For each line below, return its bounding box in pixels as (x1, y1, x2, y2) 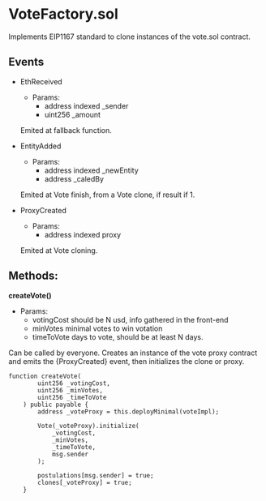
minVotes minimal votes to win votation (32, 323, 163, 333)
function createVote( (8, 372, 82, 380)
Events (8, 55, 45, 69)
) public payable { (23, 400, 89, 409)
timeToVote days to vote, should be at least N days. (32, 332, 204, 341)
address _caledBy (44, 173, 104, 183)
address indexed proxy (44, 229, 122, 239)
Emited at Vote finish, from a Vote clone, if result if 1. (19, 190, 195, 199)
